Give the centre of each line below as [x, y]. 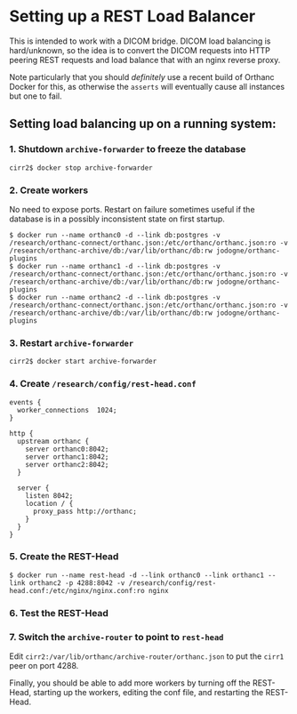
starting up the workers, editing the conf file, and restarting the [148, 693]
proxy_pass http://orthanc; [85, 511]
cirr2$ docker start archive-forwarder [83, 362]
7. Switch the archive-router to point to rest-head [116, 637]
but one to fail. [36, 96]
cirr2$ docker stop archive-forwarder [81, 168]
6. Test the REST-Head [59, 613]
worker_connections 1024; [67, 410]
